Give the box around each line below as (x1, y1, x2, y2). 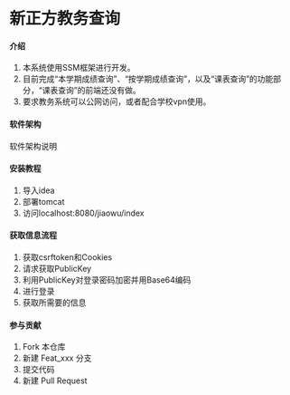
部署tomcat (22, 196, 65, 207)
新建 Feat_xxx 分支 (22, 352, 92, 363)
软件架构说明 (9, 140, 57, 151)
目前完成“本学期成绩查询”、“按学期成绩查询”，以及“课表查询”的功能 (22, 73, 274, 84)
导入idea (22, 185, 55, 196)
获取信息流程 (9, 230, 57, 241)
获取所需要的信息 (22, 297, 87, 308)
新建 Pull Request (22, 375, 88, 386)
